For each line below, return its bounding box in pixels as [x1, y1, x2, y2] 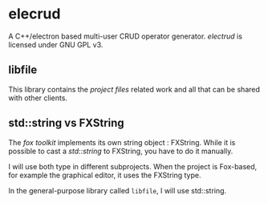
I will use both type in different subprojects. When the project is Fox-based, [8, 161, 258, 171]
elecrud [8, 5, 61, 23]
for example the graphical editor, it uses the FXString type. [8, 170, 201, 180]
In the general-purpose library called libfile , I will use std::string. [8, 185, 227, 195]
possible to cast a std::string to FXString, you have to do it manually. [8, 146, 233, 156]
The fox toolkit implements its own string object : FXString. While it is [8, 137, 236, 147]
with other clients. [8, 93, 68, 103]
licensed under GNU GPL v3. [8, 39, 104, 49]
